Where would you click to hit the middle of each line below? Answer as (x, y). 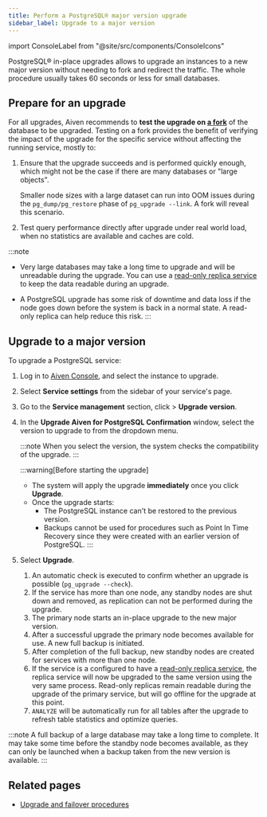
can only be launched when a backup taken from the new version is (120, 752)
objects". (34, 180)
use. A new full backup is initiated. (88, 643)
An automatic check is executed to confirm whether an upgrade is (140, 576)
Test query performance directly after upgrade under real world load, (133, 228)
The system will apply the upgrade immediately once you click (135, 486)
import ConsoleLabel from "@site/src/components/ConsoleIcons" (116, 45)
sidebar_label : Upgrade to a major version (82, 23)
